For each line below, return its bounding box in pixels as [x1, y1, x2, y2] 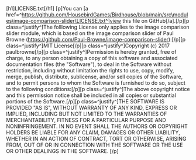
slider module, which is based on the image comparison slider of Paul [6, 30, 174, 37]
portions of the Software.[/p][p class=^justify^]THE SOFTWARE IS [6, 98, 165, 105]
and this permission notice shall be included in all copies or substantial [6, 92, 177, 99]
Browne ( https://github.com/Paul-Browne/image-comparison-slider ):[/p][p [6, 36, 186, 43]
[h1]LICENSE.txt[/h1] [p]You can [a [6, 5, 89, 12]
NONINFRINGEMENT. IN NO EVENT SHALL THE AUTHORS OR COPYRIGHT [6, 123, 188, 130]
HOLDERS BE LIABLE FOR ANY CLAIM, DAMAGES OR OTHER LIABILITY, [6, 129, 180, 136]
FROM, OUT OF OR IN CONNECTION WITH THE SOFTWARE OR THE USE [6, 141, 183, 148]
